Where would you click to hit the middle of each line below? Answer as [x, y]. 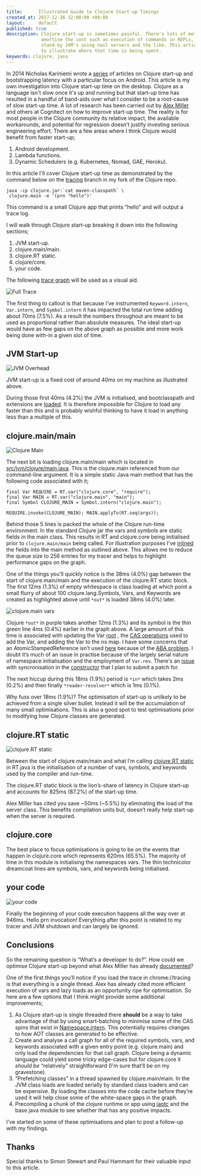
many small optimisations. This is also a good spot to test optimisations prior [100, 710]
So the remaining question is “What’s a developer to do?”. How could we [95, 960]
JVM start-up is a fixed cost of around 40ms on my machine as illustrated [97, 380]
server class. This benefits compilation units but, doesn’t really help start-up [100, 810]
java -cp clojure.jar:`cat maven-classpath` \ [65, 190]
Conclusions [30, 945]
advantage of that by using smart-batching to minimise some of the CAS [104, 1021]
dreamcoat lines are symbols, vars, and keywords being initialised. [88, 868]
